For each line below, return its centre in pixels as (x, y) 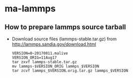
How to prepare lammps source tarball (66, 27)
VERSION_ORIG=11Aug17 (34, 58)
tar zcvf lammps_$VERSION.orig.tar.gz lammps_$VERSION (70, 71)
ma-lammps (30, 9)
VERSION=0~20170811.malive (40, 53)
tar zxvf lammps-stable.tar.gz (44, 62)
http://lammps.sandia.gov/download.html (54, 44)
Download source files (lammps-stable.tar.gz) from (64, 39)
